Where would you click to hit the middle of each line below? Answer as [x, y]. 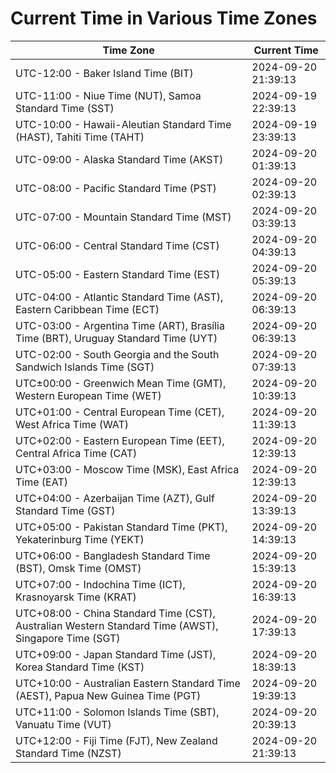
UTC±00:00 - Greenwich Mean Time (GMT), [121, 383]
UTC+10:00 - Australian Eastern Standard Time [128, 683]
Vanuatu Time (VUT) [63, 724]
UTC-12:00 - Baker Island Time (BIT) [104, 73]
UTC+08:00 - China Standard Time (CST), [115, 613]
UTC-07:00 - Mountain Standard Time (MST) [123, 217]
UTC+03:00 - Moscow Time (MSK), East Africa [127, 469]
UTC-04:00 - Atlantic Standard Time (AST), [119, 297]
